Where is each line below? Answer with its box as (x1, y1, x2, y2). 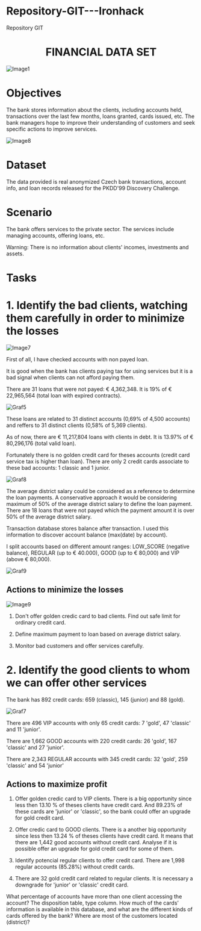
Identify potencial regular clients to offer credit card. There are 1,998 (14, 857, 185, 864)
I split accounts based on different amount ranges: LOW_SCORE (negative (6, 543, 190, 550)
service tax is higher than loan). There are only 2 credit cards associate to (6, 458, 190, 465)
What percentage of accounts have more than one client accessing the (6, 893, 182, 900)
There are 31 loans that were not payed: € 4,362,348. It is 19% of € (6, 385, 173, 393)
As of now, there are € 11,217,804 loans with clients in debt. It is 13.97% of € (6, 433, 194, 440)
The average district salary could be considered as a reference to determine (6, 487, 196, 494)
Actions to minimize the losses (6, 585, 124, 595)
